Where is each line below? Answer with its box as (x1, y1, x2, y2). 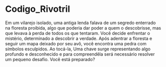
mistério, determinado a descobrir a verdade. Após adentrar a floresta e (5, 35, 153, 41)
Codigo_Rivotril (5, 3, 71, 15)
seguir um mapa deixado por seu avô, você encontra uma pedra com (5, 40, 147, 46)
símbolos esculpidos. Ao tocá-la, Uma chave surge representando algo (5, 46, 151, 52)
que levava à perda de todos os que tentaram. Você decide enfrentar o (5, 30, 150, 36)
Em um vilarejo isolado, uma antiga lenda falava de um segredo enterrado (5, 20, 156, 26)
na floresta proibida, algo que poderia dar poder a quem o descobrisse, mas (5, 25, 162, 31)
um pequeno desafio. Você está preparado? (5, 56, 95, 62)
